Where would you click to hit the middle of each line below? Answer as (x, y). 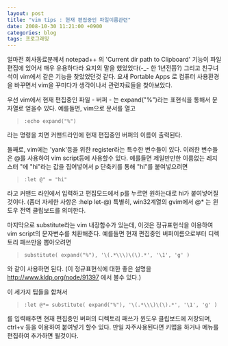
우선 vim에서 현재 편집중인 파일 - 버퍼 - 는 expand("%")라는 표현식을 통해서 (109, 100)
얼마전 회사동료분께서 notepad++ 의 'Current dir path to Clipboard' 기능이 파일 (114, 60)
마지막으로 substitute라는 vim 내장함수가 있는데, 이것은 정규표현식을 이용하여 (110, 225)
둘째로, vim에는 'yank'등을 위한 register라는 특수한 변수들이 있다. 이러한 (103, 150)
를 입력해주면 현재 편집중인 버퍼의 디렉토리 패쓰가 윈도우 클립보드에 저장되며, (110, 319)
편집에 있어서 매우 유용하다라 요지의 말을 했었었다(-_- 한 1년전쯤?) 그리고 (104, 68)
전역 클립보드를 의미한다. (53, 211)
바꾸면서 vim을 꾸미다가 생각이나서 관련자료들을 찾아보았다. (93, 85)
